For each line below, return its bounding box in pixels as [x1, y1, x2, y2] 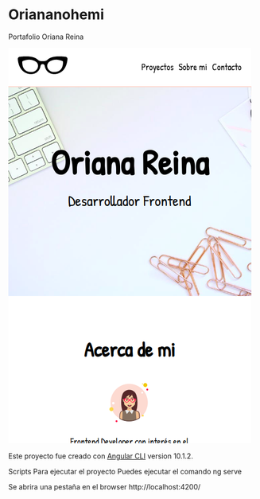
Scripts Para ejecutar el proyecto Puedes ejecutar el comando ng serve [8, 466, 243, 476]
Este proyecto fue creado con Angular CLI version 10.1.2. [8, 451, 193, 461]
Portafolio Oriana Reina [8, 32, 84, 41]
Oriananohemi [8, 6, 105, 24]
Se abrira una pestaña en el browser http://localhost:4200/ [8, 481, 201, 491]
